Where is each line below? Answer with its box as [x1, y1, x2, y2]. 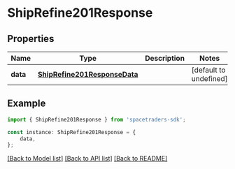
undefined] [191, 74, 229, 83]
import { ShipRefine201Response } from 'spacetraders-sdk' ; [7, 116, 187, 123]
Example [7, 98, 46, 110]
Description [144, 54, 185, 63]
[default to [191, 65, 226, 75]
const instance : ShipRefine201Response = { [7, 128, 136, 135]
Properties [7, 33, 55, 45]
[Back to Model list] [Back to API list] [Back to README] [7, 154, 168, 163]
